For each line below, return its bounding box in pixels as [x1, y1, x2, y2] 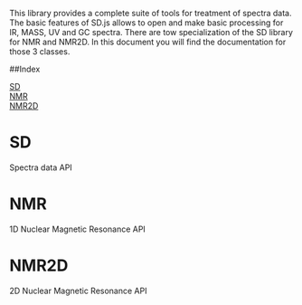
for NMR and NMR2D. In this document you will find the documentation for [9, 36, 287, 47]
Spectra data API [9, 162, 72, 173]
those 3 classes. [9, 46, 71, 57]
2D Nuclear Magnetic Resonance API [9, 285, 147, 296]
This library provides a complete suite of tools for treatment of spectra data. [9, 8, 292, 18]
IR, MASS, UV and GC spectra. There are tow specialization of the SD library [9, 27, 294, 37]
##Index [9, 63, 41, 74]
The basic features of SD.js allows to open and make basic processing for [9, 17, 284, 28]
